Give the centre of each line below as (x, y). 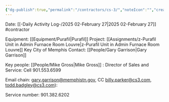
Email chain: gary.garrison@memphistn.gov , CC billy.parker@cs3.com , (78, 79)
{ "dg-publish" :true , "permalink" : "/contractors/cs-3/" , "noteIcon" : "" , (80, 10)
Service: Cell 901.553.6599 (33, 70)
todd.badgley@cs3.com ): (31, 85)
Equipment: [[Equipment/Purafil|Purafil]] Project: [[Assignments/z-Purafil (81, 39)
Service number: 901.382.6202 (37, 94)
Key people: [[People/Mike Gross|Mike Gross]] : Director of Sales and (77, 64)
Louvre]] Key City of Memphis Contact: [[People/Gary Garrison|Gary (76, 49)
